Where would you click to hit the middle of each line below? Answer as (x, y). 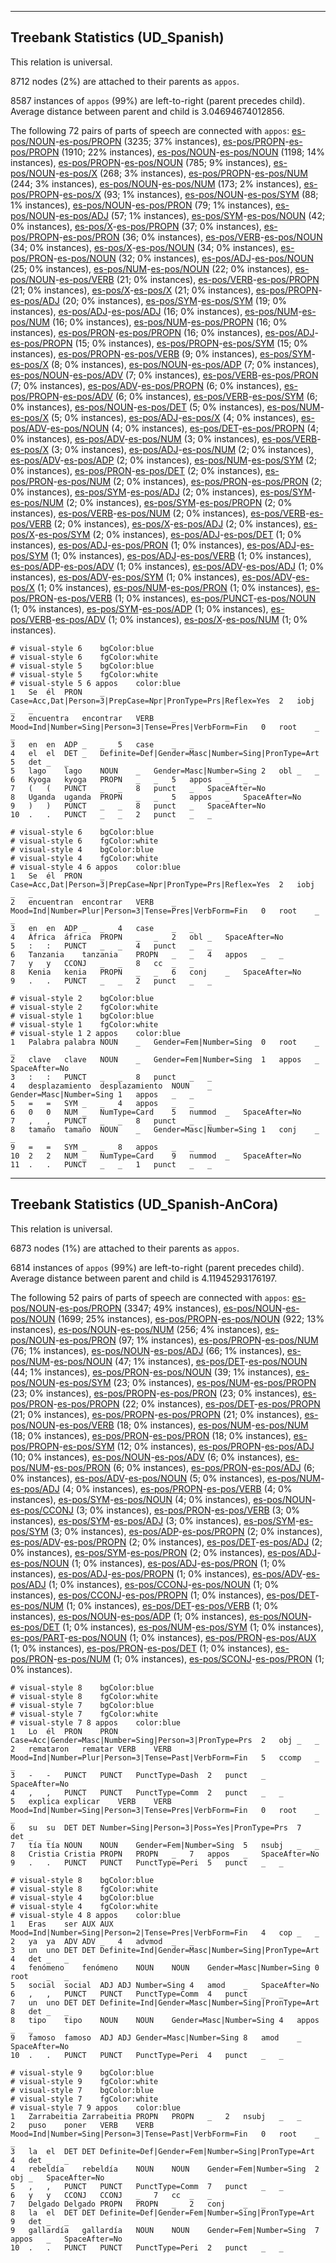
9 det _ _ (40, 2221)
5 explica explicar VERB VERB (91, 1801)
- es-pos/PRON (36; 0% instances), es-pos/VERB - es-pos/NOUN (190, 237)
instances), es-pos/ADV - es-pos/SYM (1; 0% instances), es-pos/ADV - (153, 577)
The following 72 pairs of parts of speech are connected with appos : (150, 130)
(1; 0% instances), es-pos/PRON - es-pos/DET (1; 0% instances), (141, 1648)
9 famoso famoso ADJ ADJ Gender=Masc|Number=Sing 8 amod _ (156, 2037)
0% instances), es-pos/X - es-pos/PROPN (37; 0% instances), (136, 226)
